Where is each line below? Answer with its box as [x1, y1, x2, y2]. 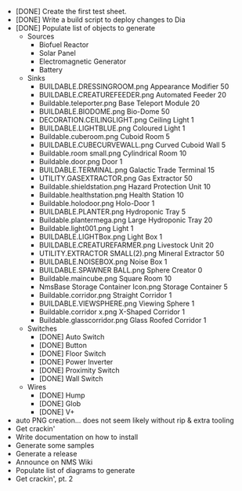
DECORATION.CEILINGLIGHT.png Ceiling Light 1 [38, 115, 194, 124]
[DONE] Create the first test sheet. [15, 7, 127, 16]
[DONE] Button [38, 341, 88, 350]
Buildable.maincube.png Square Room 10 [38, 274, 172, 283]
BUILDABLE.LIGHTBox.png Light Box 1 [38, 232, 163, 241]
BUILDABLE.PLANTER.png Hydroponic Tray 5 [38, 207, 186, 216]
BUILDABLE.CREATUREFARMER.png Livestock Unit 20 [38, 240, 214, 250]
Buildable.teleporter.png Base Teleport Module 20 [38, 98, 200, 108]
